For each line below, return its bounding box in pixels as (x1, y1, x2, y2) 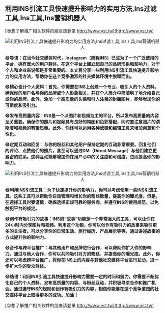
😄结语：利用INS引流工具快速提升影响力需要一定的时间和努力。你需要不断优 (5, 273, 159, 279)
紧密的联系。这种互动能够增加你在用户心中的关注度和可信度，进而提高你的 (5, 154, 156, 160)
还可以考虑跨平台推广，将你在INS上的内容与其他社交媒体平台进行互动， (5, 257, 150, 263)
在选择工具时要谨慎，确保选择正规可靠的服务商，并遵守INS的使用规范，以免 (5, 199, 159, 205)
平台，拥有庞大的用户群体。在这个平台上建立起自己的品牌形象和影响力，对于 (5, 61, 160, 67)
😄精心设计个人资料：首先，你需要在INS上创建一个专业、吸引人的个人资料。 (5, 84, 159, 89)
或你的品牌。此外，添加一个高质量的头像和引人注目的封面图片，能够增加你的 (5, 96, 160, 102)
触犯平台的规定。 (5, 205, 40, 211)
